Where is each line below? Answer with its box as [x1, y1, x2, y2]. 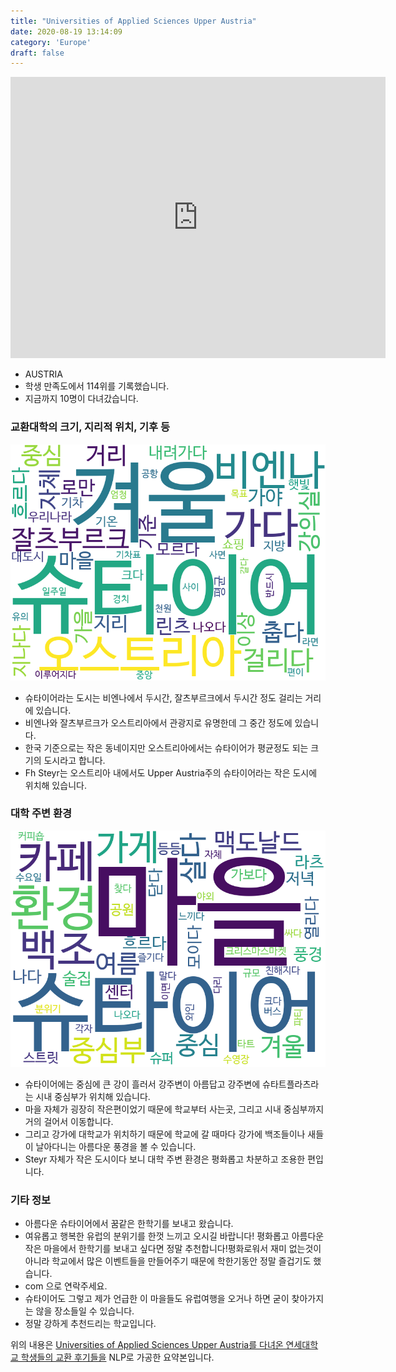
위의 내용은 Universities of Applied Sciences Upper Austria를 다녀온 [10, 1339, 284, 1351]
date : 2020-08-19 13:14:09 [10, 26, 123, 37]
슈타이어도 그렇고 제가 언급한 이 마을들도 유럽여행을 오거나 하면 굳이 [24, 1293, 290, 1305]
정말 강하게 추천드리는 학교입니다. [24, 1318, 157, 1330]
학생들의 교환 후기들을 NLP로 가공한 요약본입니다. [20, 1351, 215, 1364]
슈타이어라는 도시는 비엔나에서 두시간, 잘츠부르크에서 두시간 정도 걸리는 [24, 691, 303, 704]
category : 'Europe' [10, 37, 92, 47]
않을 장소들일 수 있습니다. [35, 1305, 135, 1317]
